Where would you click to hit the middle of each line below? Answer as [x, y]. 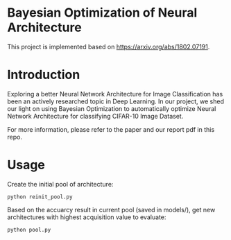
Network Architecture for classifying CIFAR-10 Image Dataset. [95, 116]
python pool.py [29, 230]
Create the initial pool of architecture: [60, 184]
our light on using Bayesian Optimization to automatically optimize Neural [112, 108]
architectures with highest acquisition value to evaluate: [87, 217]
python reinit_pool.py [40, 197]
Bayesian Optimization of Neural [102, 13]
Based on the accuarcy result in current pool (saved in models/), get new [111, 209]
